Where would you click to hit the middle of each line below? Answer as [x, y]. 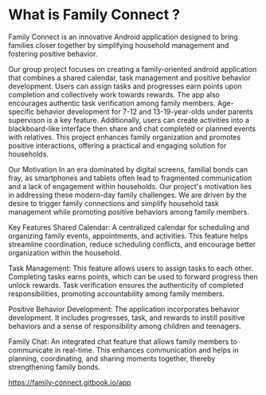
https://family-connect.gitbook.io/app [70, 382]
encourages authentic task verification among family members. [112, 103]
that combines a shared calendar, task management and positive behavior [129, 77]
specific [22, 111]
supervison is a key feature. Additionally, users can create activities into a [129, 120]
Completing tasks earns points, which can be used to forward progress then [133, 276]
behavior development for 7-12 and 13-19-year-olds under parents [145, 111]
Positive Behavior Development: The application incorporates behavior [124, 309]
